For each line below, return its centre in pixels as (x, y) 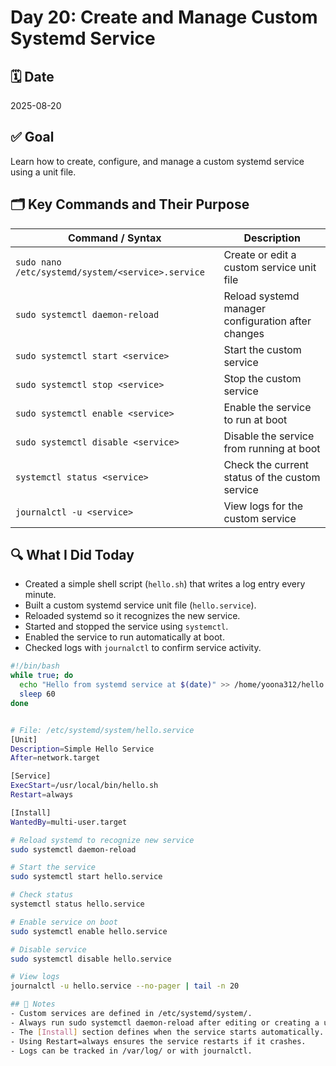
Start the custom (262, 349)
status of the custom (272, 477)
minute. (40, 595)
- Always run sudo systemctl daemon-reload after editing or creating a (165, 1022)
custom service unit (270, 267)
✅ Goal (32, 137)
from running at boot (272, 448)
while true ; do (42, 676)
